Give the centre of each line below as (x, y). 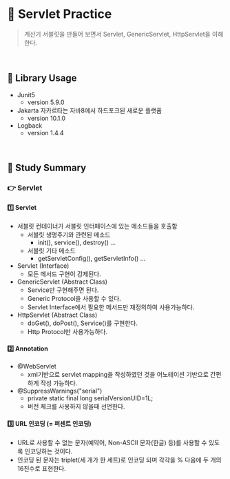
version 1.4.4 (45, 133)
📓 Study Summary (47, 168)
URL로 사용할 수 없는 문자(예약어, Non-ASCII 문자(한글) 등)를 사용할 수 (112, 442)
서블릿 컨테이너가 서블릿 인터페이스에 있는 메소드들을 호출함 (97, 226)
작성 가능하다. (59, 383)
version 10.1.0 (46, 118)
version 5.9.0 (46, 102)
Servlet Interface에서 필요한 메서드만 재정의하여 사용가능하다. (111, 307)
